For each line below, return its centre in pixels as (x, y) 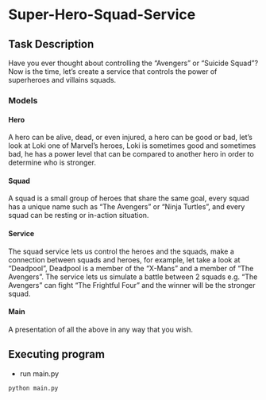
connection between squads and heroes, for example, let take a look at (124, 259)
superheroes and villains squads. (62, 80)
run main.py (39, 373)
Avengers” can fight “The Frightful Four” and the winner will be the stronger (132, 285)
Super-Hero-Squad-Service (102, 15)
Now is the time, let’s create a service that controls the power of (113, 72)
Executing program (57, 354)
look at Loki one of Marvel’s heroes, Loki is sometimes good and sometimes (132, 146)
